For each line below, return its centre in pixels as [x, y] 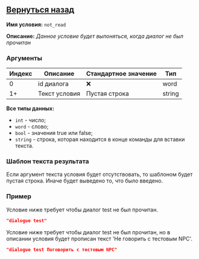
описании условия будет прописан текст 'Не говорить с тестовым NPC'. [99, 239]
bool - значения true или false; [54, 133]
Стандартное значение [121, 73]
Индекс [21, 73]
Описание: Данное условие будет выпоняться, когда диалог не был [95, 36]
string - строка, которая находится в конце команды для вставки [100, 139]
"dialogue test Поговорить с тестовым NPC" [62, 249]
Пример [19, 196]
